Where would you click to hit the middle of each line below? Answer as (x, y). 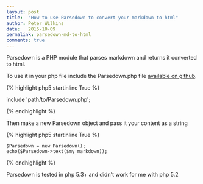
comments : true (26, 40)
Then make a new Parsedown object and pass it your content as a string (97, 123)
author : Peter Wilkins (35, 23)
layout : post (23, 12)
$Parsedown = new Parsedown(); (46, 146)
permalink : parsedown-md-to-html (49, 35)
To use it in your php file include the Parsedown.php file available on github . (101, 76)
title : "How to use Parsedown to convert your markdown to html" (92, 18)
